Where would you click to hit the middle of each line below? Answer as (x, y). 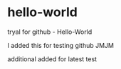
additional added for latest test (52, 59)
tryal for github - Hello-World (50, 32)
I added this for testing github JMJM (60, 45)
